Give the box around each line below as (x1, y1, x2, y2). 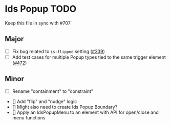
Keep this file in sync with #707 (5, 20, 71, 26)
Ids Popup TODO (5, 3, 77, 15)
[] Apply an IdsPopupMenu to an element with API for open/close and (12, 109, 159, 115)
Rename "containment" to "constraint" (12, 88, 93, 94)
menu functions (12, 114, 46, 120)
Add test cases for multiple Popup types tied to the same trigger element (12, 54, 166, 60)
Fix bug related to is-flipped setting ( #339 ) (12, 48, 105, 54)
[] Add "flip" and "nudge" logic (12, 98, 77, 105)
